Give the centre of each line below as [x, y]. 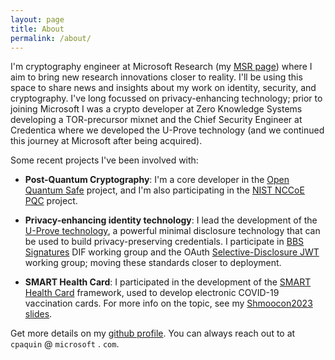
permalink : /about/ [51, 38]
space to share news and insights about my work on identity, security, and [163, 88]
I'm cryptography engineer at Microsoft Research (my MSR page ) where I [161, 67]
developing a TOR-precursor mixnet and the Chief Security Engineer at [156, 120]
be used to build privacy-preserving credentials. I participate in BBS [164, 242]
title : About [37, 29]
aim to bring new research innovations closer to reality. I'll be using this [156, 77]
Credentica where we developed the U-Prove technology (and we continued [167, 130]
